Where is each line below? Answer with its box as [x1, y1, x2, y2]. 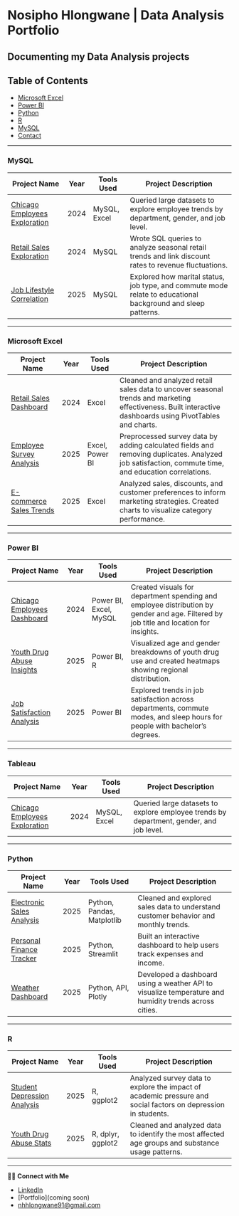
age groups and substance [129, 1138, 220, 1148]
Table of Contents [7, 75, 89, 87]
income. [137, 958, 165, 968]
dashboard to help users [137, 940, 219, 950]
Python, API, [87, 983, 129, 993]
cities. [137, 1005, 158, 1015]
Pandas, [87, 906, 115, 916]
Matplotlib [87, 915, 122, 925]
